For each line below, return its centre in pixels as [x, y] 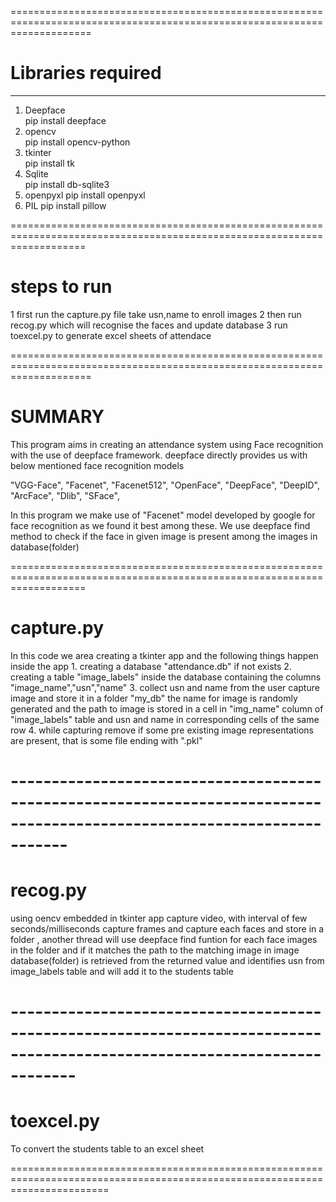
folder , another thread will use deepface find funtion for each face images [164, 939]
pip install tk [49, 163]
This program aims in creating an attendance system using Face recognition [167, 444]
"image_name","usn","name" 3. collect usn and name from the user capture [165, 687]
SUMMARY [57, 417]
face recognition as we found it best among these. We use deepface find [160, 525]
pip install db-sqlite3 [67, 184]
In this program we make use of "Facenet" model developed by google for [163, 515]
